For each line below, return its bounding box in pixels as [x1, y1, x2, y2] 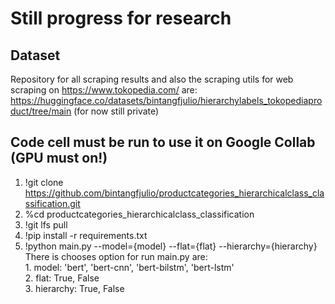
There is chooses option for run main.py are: [24, 250, 208, 262]
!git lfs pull [24, 218, 68, 231]
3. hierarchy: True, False [24, 282, 125, 294]
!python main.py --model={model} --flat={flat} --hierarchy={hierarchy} [24, 240, 318, 252]
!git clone [24, 176, 64, 188]
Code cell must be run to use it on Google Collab [10, 134, 316, 151]
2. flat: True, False [24, 272, 100, 284]
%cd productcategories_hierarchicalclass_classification [24, 208, 255, 220]
